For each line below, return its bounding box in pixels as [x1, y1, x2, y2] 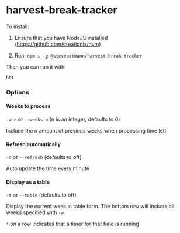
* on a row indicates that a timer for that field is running [6, 221, 139, 228]
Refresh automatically [6, 140, 61, 147]
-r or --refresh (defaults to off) [6, 154, 82, 161]
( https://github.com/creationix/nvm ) [14, 40, 101, 48]
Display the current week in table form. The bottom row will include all [6, 203, 175, 210]
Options [6, 88, 29, 96]
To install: [6, 23, 29, 30]
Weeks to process [6, 103, 51, 110]
